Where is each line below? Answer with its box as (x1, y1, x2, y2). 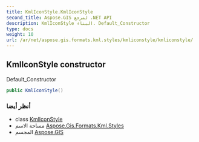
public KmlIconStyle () (6, 87, 64, 93)
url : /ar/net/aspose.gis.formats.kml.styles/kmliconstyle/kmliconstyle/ (6, 37, 194, 43)
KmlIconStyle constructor (6, 59, 106, 70)
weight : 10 (6, 32, 34, 38)
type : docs (6, 25, 34, 32)
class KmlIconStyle (15, 115, 63, 123)
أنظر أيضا (6, 101, 31, 110)
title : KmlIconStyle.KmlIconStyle (6, 8, 94, 15)
